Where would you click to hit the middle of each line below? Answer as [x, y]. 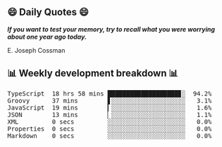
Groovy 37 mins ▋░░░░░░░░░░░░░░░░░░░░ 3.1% [110, 101]
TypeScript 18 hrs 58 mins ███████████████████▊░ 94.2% [110, 94]
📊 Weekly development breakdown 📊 [93, 73]
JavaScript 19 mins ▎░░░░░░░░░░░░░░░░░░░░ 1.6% [110, 108]
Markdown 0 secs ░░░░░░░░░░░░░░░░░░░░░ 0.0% [110, 136]
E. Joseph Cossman [36, 50]
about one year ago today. [47, 37]
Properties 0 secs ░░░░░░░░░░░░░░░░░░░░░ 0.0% [110, 129]
